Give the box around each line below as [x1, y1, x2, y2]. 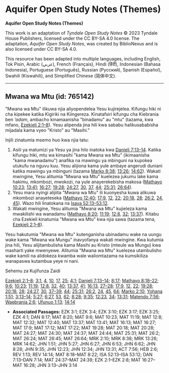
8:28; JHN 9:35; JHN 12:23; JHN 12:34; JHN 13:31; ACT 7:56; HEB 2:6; [12, 346, 158, 352]
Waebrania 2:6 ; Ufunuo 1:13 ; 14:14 [5, 299, 75, 305]
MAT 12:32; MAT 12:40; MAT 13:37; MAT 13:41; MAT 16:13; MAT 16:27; [12, 319, 156, 325]
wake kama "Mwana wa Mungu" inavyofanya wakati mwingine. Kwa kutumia [5, 237, 164, 243]
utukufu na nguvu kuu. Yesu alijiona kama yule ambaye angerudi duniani [12, 163, 162, 169]
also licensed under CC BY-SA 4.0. [5, 46, 77, 52]
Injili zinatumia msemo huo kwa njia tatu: [5, 137, 89, 143]
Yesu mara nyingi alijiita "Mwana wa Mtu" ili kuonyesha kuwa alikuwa [12, 189, 156, 195]
